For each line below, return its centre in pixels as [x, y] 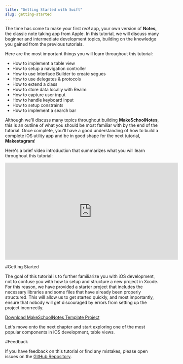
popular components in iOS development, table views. [60, 332]
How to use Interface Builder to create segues [59, 73]
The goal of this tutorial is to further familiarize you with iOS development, [80, 276]
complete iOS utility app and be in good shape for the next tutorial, [73, 136]
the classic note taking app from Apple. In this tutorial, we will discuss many [82, 34]
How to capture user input [39, 95]
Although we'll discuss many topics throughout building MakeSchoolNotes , [82, 120]
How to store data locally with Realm [49, 89]
